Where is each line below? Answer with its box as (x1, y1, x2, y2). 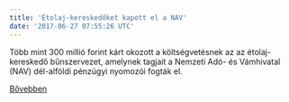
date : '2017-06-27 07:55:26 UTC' (9, 22, 135, 31)
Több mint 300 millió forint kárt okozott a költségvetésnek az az (9, 46, 246, 57)
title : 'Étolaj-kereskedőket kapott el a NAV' (9, 13, 187, 23)
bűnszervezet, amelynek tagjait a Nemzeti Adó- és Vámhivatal (50, 56, 281, 67)
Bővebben (9, 83, 48, 94)
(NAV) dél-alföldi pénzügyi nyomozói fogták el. (9, 65, 183, 77)
